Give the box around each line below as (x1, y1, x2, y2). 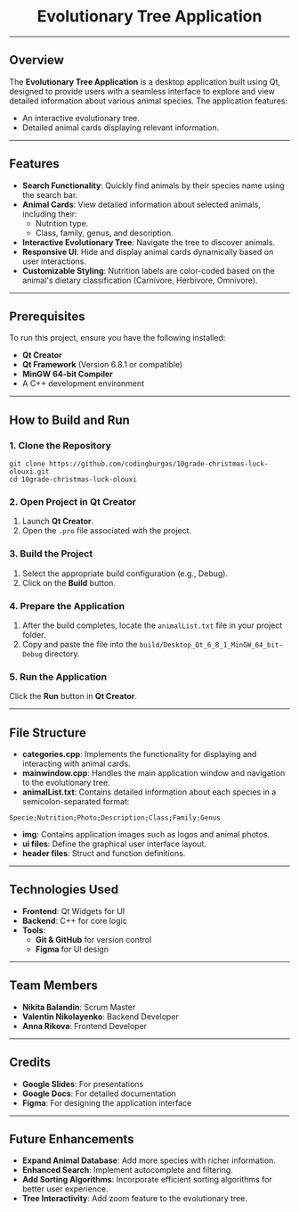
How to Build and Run (9, 412, 131, 427)
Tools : (21, 925, 46, 936)
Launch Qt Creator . (21, 515, 94, 527)
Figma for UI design (35, 944, 109, 954)
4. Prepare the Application (9, 599, 125, 612)
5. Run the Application (9, 671, 108, 683)
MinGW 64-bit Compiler (21, 368, 114, 380)
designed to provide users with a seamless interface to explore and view (9, 86, 276, 96)
